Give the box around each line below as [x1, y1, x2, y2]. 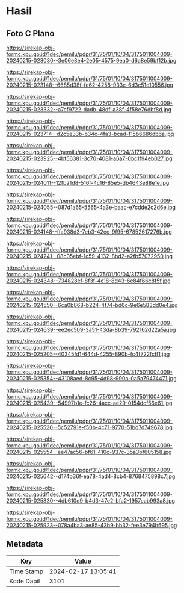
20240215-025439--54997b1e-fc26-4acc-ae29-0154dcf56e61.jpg [6, 399, 173, 406]
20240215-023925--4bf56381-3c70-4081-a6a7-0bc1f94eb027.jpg [6, 155, 173, 162]
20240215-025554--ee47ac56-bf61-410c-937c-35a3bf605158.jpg [6, 449, 172, 455]
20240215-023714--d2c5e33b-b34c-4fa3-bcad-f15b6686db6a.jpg [6, 131, 174, 137]
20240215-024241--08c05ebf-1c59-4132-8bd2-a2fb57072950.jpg [6, 253, 173, 259]
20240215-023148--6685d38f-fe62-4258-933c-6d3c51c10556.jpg [6, 81, 173, 88]
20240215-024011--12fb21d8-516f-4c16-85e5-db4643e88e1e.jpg [6, 179, 170, 186]
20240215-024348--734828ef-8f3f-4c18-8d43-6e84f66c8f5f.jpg [6, 277, 171, 284]
